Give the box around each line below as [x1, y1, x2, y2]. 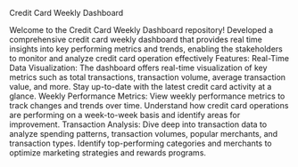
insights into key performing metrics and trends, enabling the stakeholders [9, 44, 283, 54]
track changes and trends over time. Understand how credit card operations [9, 100, 289, 110]
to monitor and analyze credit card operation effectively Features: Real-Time [9, 53, 290, 63]
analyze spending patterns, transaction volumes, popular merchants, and [9, 129, 278, 139]
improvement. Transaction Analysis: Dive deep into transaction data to [9, 119, 268, 130]
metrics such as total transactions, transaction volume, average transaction [9, 72, 286, 83]
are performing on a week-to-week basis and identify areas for [9, 110, 241, 120]
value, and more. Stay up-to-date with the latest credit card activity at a [9, 82, 272, 91]
